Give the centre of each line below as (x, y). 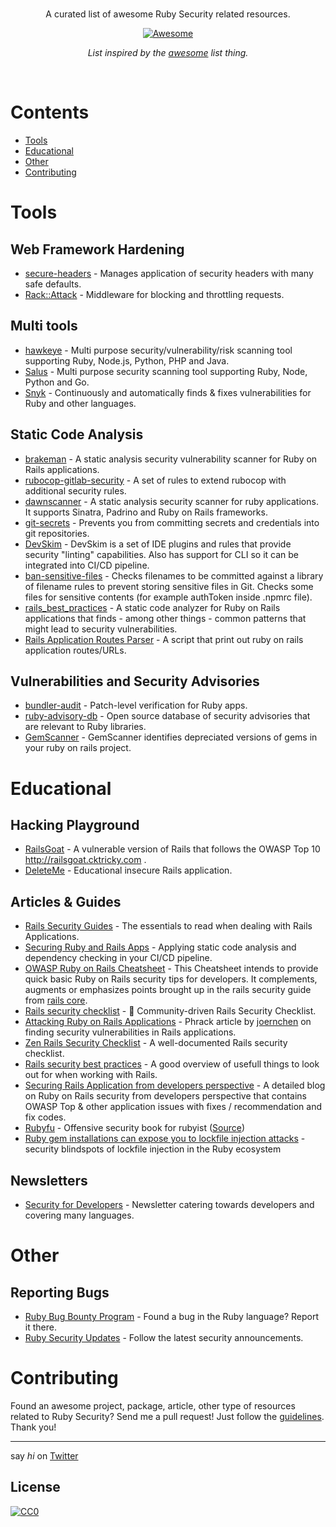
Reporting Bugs (60, 1292)
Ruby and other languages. (80, 403)
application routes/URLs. (75, 650)
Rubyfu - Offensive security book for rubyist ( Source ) (134, 1128)
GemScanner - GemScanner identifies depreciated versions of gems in (171, 737)
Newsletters (49, 1180)
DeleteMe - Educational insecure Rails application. (128, 870)
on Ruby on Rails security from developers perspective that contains (165, 1096)
